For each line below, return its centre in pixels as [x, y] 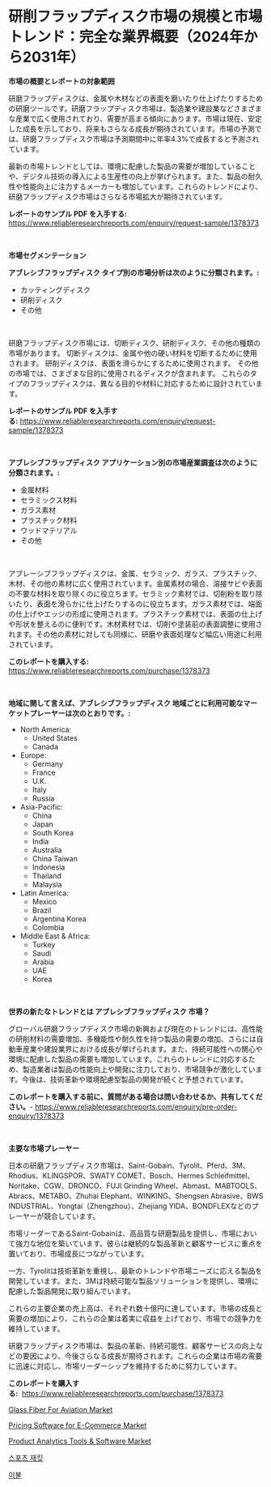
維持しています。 [36, 1328]
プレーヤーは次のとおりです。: [80, 713]
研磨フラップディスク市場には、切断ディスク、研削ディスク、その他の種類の [135, 343]
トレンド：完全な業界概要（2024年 [126, 37]
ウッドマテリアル [49, 530]
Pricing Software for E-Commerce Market [78, 1425]
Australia [47, 850]
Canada [45, 746]
